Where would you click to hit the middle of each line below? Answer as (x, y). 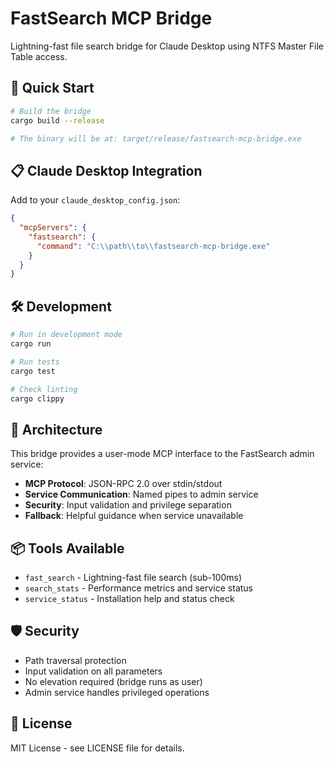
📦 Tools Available (67, 548)
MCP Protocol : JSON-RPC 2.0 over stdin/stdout (123, 484)
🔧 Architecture (56, 429)
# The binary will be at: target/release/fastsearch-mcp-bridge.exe (156, 138)
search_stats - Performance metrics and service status (139, 588)
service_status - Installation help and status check (129, 598)
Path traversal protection (75, 660)
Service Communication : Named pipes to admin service (141, 494)
